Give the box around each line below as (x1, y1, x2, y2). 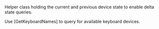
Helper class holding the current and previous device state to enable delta (4, 4, 155, 10)
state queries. (4, 9, 32, 15)
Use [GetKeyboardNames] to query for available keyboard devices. (4, 19, 140, 24)
